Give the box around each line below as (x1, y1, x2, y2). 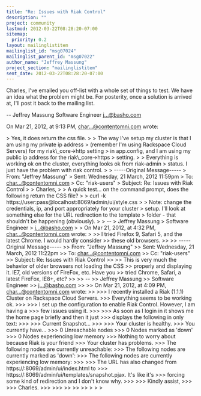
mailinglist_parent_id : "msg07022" (6, 54, 95, 60)
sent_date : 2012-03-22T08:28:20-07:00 (6, 70, 103, 76)
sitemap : (6, 31, 28, 37)
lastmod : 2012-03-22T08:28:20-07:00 (6, 25, 98, 32)
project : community (6, 20, 55, 26)
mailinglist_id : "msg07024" (6, 48, 77, 54)
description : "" (6, 14, 47, 20)
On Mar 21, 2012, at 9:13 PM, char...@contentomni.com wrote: (6, 123, 159, 130)
